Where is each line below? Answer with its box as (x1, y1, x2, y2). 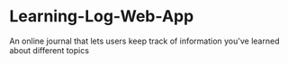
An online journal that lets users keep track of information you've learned (9, 36, 280, 46)
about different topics (9, 44, 90, 55)
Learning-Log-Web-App (9, 6, 194, 27)
